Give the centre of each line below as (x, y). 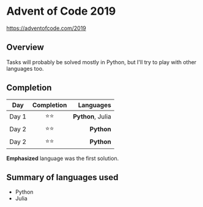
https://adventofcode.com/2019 (46, 28)
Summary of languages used (62, 177)
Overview (25, 47)
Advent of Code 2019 (61, 11)
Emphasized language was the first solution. (63, 158)
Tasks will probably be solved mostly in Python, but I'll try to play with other (102, 62)
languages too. (25, 68)
